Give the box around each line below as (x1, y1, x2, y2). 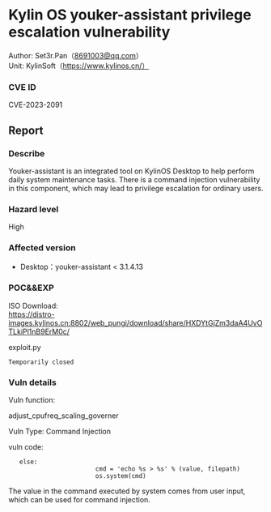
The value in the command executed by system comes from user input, (8, 486, 246, 496)
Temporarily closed (8, 358, 74, 366)
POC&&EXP (8, 282, 54, 293)
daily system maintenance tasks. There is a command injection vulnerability (8, 174, 260, 184)
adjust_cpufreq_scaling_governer (8, 411, 119, 420)
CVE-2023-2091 (8, 100, 63, 110)
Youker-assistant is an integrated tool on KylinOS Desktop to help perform (8, 166, 255, 176)
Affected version (8, 242, 76, 254)
